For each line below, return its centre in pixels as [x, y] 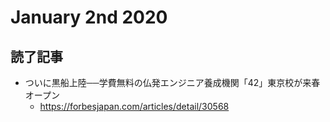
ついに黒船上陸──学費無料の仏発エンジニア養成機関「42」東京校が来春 [172, 82]
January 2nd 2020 [89, 17]
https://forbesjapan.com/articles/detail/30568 [134, 106]
